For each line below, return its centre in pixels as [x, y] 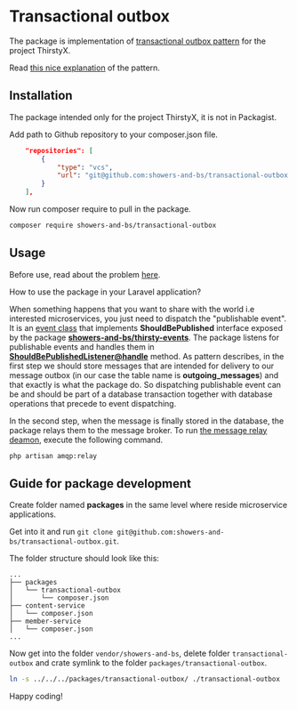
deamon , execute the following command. [86, 440]
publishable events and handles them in [82, 347]
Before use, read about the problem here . [85, 274]
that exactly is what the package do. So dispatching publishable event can [145, 384]
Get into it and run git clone [61, 532]
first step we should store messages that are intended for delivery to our [141, 366]
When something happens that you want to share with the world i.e [132, 309]
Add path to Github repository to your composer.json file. [113, 134]
